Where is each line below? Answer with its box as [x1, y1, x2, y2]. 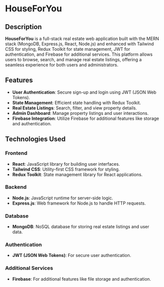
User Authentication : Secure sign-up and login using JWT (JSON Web [12, 89, 157, 95]
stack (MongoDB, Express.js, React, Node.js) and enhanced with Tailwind [5, 41, 154, 47]
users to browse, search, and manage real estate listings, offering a [5, 57, 142, 62]
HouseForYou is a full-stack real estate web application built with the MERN [5, 36, 159, 41]
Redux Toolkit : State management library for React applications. [12, 171, 143, 178]
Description [5, 23, 42, 31]
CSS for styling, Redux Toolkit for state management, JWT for [5, 46, 131, 52]
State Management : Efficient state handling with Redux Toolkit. [12, 100, 141, 106]
